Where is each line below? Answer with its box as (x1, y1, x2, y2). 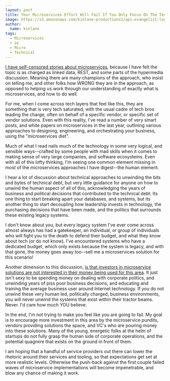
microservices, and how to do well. (5, 91, 78, 97)
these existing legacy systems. (5, 212, 70, 218)
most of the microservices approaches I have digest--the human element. (5, 164, 159, 170)
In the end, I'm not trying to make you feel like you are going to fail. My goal (5, 311, 163, 318)
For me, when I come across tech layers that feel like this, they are (5, 100, 143, 107)
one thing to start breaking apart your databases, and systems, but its (5, 196, 151, 202)
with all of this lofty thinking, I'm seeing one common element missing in (5, 159, 156, 165)
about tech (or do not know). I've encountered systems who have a (5, 238, 145, 244)
